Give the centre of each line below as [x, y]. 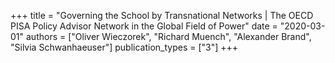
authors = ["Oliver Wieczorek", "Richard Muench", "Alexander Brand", [168, 36]
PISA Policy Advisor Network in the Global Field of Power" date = [144, 26]
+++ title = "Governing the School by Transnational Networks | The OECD [162, 15]
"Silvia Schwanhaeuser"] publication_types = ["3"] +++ [124, 47]
